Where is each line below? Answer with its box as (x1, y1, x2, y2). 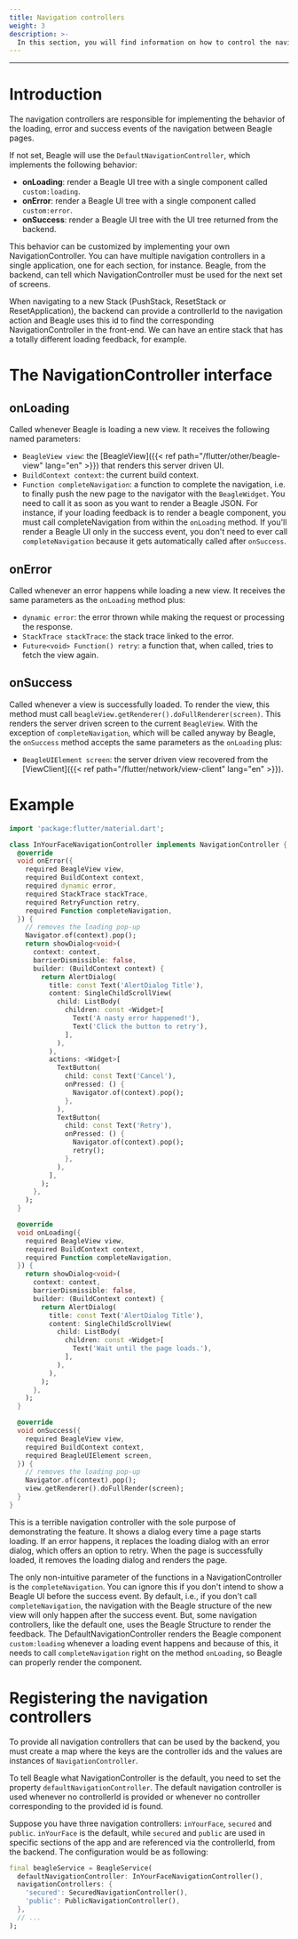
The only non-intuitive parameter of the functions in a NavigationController (9, 1572, 282, 1582)
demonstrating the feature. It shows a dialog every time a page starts (9, 1526, 262, 1537)
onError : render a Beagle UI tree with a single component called (21, 196, 256, 206)
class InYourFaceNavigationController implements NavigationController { (9, 840, 288, 849)
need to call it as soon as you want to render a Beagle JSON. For (21, 498, 259, 509)
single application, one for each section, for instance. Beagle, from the (9, 260, 266, 271)
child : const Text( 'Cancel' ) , (65, 1072, 176, 1081)
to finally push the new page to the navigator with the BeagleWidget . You (21, 488, 286, 499)
